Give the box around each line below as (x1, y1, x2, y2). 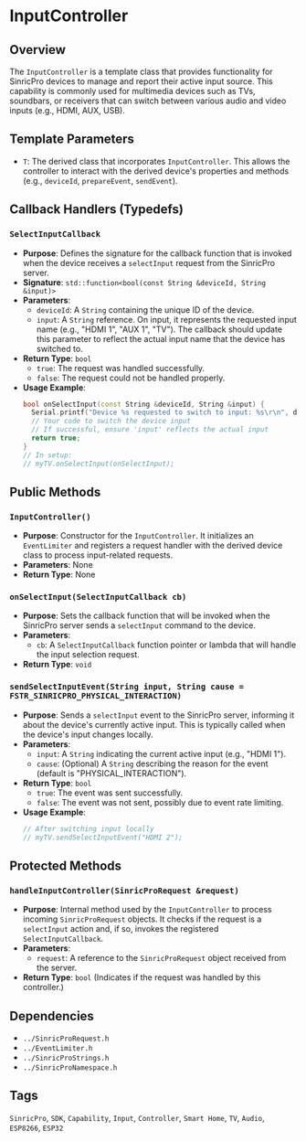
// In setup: (22, 450, 73, 460)
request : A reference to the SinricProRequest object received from (36, 953, 287, 964)
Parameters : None (22, 560, 93, 571)
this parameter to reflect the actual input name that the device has (36, 333, 286, 344)
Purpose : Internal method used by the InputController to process (22, 904, 272, 915)
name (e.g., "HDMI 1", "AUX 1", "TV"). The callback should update (36, 324, 283, 335)
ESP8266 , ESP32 (9, 1122, 64, 1133)
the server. (36, 962, 78, 974)
